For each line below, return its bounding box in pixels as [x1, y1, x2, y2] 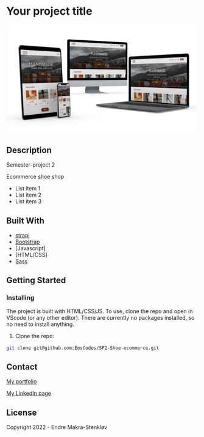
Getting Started [6, 275, 66, 286]
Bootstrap [15, 238, 40, 245]
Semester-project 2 [6, 161, 55, 168]
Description [6, 145, 52, 155]
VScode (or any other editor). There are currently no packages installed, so [6, 314, 195, 321]
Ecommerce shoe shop [6, 173, 65, 181]
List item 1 [15, 185, 41, 192]
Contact [6, 362, 38, 372]
